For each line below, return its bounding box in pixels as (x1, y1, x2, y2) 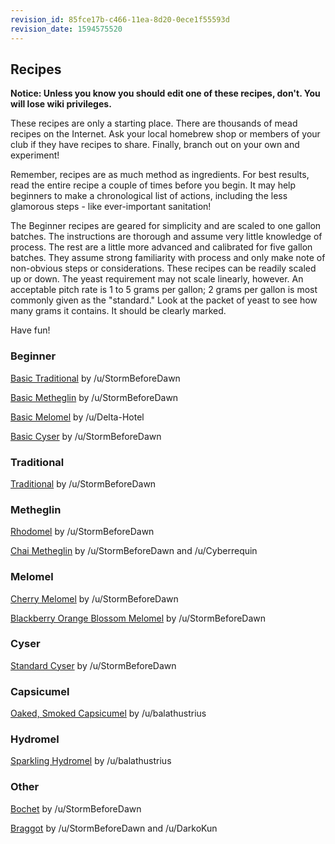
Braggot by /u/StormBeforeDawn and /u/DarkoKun (10, 822, 218, 834)
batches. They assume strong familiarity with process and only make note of (10, 252, 326, 264)
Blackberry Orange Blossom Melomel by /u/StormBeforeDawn (10, 612, 267, 624)
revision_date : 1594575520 (10, 24, 123, 34)
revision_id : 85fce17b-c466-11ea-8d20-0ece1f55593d (10, 14, 230, 25)
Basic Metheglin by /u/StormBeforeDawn (10, 391, 179, 403)
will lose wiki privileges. (10, 98, 112, 110)
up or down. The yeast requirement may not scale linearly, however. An (10, 273, 304, 285)
